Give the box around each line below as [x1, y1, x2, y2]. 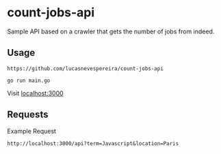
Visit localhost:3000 [7, 89, 64, 97]
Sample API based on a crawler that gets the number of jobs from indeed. [7, 27, 215, 35]
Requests [7, 109, 49, 121]
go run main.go [7, 77, 51, 84]
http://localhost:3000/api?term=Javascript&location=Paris [7, 140, 179, 147]
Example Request [7, 127, 57, 135]
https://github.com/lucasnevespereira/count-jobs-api [7, 65, 164, 72]
